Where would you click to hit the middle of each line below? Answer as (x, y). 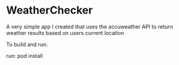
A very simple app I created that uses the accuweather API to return (89, 27)
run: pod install (24, 56)
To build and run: (27, 44)
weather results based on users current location (65, 32)
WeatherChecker (50, 10)
